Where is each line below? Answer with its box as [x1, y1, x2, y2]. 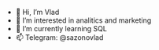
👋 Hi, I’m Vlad [15, 8, 60, 16]
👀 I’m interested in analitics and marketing [15, 16, 152, 25]
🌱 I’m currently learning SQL [15, 24, 108, 33]
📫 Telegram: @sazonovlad [15, 33, 104, 42]
